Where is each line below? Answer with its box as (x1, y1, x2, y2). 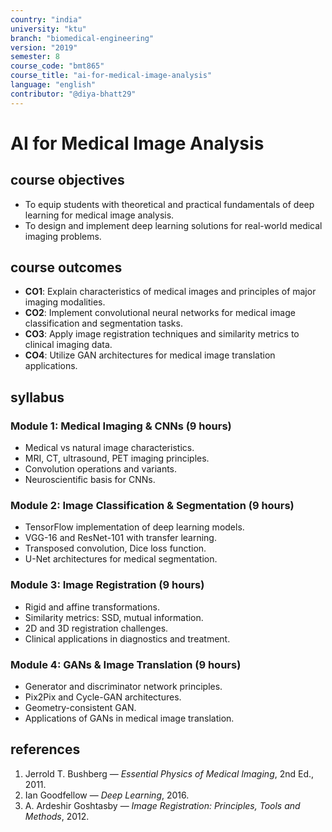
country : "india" (10, 14, 83, 25)
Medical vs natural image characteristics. (24, 442, 195, 454)
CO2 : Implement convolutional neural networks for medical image (24, 307, 296, 319)
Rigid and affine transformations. (24, 601, 160, 613)
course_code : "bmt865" (10, 61, 105, 71)
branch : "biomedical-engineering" (10, 33, 155, 43)
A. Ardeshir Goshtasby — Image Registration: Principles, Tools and (24, 799, 301, 811)
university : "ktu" (10, 24, 87, 34)
